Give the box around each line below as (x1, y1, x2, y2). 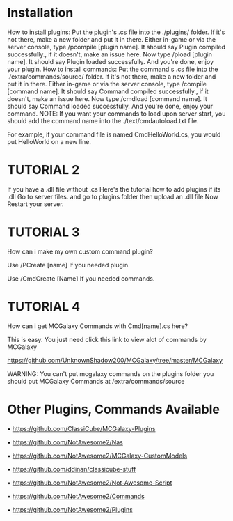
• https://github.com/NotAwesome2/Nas (7, 437, 123, 446)
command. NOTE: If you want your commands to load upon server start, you (7, 109, 226, 118)
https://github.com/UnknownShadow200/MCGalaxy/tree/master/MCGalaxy (7, 356, 223, 364)
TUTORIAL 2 (7, 162, 80, 178)
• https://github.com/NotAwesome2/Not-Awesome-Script (7, 479, 172, 487)
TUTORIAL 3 (7, 224, 80, 240)
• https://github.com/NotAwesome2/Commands (7, 492, 145, 500)
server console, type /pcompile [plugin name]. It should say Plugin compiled (7, 42, 226, 51)
